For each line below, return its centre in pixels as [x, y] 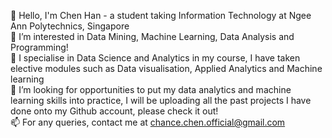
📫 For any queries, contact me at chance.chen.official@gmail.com [148, 122]
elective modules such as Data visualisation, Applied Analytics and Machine [166, 68]
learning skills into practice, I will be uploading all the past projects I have [161, 100]
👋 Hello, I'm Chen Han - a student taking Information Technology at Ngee [161, 15]
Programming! [39, 47]
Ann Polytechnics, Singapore [70, 26]
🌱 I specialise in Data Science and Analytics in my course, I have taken [155, 58]
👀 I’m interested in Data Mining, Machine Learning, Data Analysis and [152, 36]
